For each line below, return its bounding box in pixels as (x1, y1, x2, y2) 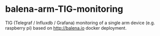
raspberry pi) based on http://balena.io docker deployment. (5, 25, 127, 31)
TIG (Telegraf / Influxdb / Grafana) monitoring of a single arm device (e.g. (5, 20, 155, 26)
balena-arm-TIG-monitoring (5, 3, 123, 15)
